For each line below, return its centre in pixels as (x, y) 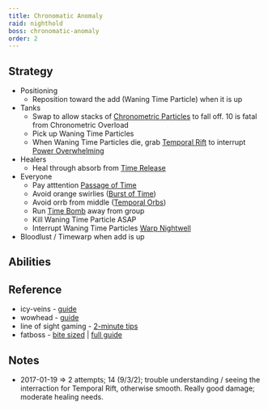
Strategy (31, 71)
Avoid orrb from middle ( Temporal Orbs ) (99, 202)
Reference (35, 289)
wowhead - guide (49, 318)
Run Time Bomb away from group (88, 211)
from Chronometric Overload (81, 125)
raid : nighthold (36, 23)
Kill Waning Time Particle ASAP (84, 220)
